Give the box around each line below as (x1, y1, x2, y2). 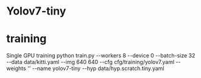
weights (6, 65, 26, 72)
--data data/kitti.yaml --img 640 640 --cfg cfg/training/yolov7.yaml (6, 59, 175, 66)
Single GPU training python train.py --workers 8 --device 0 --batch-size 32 (6, 52, 196, 59)
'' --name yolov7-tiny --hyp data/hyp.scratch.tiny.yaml (27, 65, 164, 72)
